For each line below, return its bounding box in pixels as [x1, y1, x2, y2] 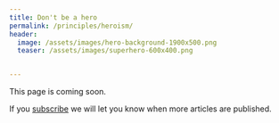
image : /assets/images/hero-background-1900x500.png [17, 37, 217, 47]
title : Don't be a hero [9, 12, 98, 22]
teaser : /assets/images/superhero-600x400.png [17, 46, 193, 55]
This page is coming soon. [9, 86, 107, 97]
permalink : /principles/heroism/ [9, 21, 134, 30]
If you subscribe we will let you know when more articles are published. [9, 103, 272, 114]
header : [9, 29, 38, 38]
